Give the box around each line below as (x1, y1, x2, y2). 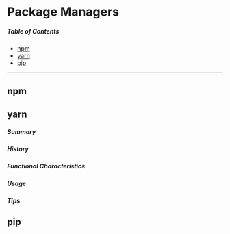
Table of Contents (7, 27, 60, 35)
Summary (7, 127, 36, 135)
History (7, 144, 29, 153)
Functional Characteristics (7, 162, 86, 170)
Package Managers (7, 4, 120, 20)
